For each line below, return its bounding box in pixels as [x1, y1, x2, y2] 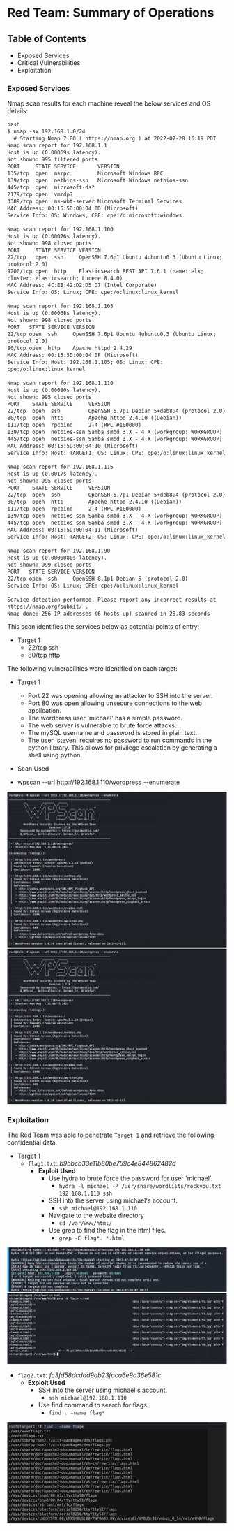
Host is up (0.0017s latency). [7, 470, 98, 478]
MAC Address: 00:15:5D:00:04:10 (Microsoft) [7, 442, 139, 450]
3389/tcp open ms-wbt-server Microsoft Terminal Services [7, 198, 182, 205]
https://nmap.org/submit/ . [7, 603, 89, 611]
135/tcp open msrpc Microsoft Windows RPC [7, 170, 164, 177]
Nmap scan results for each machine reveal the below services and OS [7, 99, 211, 108]
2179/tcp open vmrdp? [7, 191, 73, 198]
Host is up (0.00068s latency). [7, 310, 101, 317]
